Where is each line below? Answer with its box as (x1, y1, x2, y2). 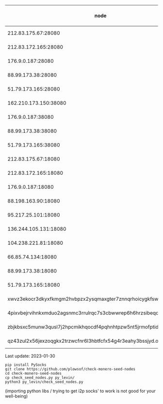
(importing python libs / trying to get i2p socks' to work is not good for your (5, 388, 156, 394)
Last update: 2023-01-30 (5, 353, 55, 359)
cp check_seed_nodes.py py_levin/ (5, 375, 75, 380)
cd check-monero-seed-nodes (5, 371, 62, 376)
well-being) (5, 393, 28, 399)
